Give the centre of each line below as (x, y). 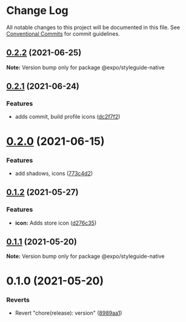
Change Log (37, 11)
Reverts (18, 300)
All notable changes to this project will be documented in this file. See (93, 27)
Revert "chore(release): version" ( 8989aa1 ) (68, 313)
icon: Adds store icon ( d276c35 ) (56, 223)
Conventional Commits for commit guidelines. (63, 33)
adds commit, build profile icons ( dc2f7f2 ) (68, 117)
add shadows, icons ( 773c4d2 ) (54, 173)
